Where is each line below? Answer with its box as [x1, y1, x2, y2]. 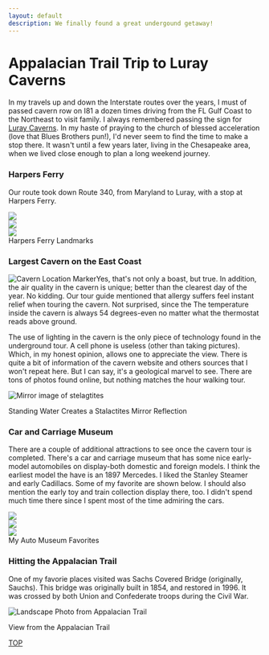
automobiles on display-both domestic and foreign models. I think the [31, 462, 261, 472]
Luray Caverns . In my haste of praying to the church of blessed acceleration [8, 123, 260, 133]
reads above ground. [8, 317, 78, 327]
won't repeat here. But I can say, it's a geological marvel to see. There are [8, 367, 253, 377]
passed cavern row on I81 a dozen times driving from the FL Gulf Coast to [8, 106, 252, 116]
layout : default [8, 11, 63, 20]
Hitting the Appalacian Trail [8, 556, 117, 567]
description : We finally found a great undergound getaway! [8, 19, 214, 27]
